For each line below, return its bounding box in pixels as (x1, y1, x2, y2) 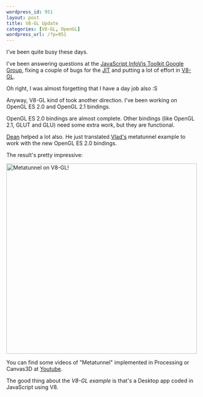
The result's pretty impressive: (6, 152, 84, 159)
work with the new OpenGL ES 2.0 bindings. (6, 139, 117, 147)
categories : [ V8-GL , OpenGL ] (6, 26, 80, 32)
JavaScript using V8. (6, 384, 59, 391)
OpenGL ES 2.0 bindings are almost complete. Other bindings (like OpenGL (6, 115, 195, 122)
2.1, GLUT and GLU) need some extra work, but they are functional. (6, 121, 175, 128)
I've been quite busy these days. (6, 48, 88, 55)
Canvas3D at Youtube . (6, 365, 63, 373)
